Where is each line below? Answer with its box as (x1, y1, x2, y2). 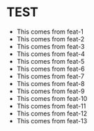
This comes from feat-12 (16, 109, 88, 118)
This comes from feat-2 (16, 34, 85, 43)
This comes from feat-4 (16, 50, 85, 58)
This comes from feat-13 (16, 116, 88, 125)
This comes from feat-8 (16, 79, 85, 88)
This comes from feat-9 (16, 87, 85, 95)
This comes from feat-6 (16, 64, 85, 73)
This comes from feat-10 (16, 94, 88, 102)
